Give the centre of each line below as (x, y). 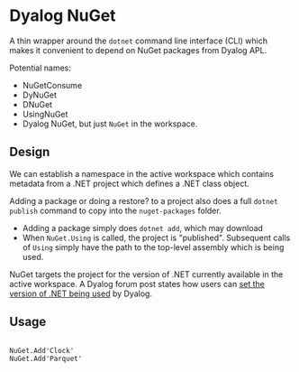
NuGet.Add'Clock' (42, 350)
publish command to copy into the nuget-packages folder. (116, 210)
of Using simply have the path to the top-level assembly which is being (153, 247)
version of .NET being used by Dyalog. (81, 293)
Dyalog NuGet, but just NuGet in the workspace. (110, 124)
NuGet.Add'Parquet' (46, 358)
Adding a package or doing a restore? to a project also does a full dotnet (144, 200)
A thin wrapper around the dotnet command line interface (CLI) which (139, 41)
